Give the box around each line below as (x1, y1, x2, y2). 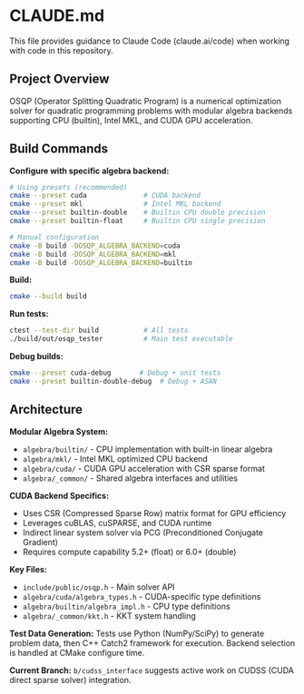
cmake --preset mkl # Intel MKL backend (9, 200, 221, 209)
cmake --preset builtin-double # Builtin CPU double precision (9, 208, 266, 218)
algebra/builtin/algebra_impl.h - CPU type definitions (22, 601, 230, 611)
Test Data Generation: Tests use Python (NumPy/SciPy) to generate (9, 628, 265, 639)
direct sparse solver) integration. (9, 674, 132, 685)
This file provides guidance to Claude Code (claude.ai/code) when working (9, 35, 290, 46)
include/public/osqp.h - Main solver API (22, 582, 175, 592)
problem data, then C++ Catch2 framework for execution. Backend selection (9, 637, 296, 649)
